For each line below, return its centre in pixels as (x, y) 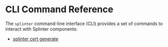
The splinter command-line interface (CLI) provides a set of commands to (84, 24)
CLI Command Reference (59, 9)
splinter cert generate (35, 39)
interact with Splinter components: (42, 29)
